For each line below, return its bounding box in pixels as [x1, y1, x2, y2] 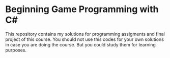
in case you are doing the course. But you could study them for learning [5, 41, 156, 47]
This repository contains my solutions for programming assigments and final [5, 31, 165, 37]
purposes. [5, 47, 27, 53]
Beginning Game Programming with [5, 4, 159, 15]
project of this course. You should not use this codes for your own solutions [5, 36, 164, 42]
